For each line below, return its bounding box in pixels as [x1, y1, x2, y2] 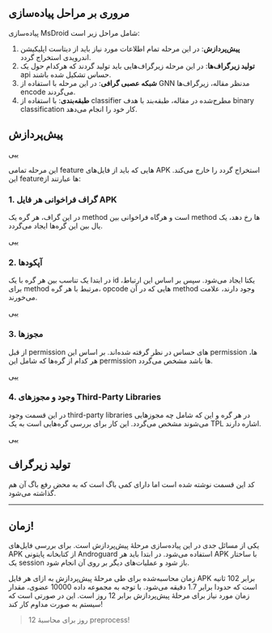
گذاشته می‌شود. [8, 488, 57, 497]
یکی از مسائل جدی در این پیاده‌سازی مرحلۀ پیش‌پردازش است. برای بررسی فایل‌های [8, 540, 260, 550]
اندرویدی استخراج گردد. [19, 52, 91, 62]
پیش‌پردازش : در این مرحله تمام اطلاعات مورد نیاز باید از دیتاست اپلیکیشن [19, 44, 240, 54]
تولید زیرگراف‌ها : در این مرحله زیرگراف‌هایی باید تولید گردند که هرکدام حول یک [19, 61, 255, 71]
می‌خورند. [8, 292, 38, 303]
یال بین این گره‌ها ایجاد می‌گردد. [8, 221, 104, 230]
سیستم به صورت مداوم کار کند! [8, 600, 104, 609]
